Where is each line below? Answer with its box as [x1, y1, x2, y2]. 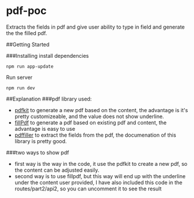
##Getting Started [6, 41, 50, 48]
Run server [6, 74, 33, 81]
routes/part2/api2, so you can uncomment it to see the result [14, 185, 162, 192]
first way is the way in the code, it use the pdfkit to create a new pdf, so [14, 160, 188, 167]
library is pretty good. [14, 137, 67, 144]
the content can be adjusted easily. [14, 166, 100, 173]
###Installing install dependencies [6, 52, 89, 59]
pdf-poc [6, 4, 47, 18]
